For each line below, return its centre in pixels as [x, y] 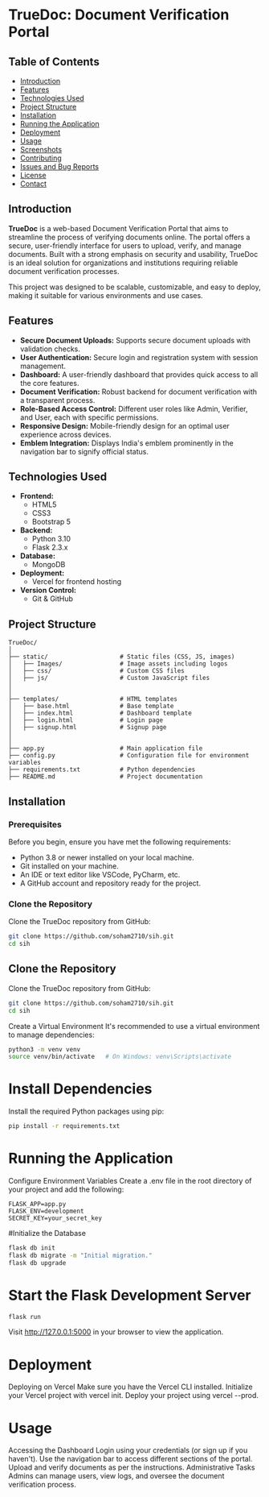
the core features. [49, 383]
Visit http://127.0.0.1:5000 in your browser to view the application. [116, 1332]
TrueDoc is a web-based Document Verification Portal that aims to [118, 228]
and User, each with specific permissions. [89, 417]
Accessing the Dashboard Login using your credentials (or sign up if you [128, 1450]
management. [43, 366]
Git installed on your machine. [69, 866]
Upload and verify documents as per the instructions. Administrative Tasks [132, 1467]
